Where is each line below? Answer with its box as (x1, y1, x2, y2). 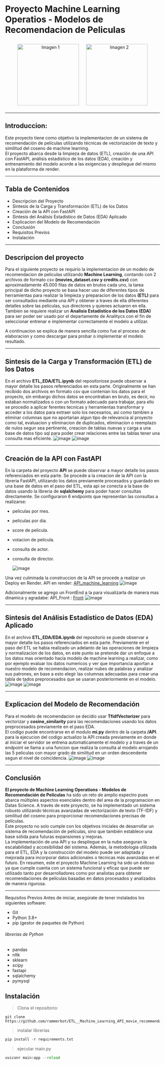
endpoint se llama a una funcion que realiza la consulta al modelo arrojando (5, 744, 158, 750)
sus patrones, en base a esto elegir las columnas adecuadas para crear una (5, 671, 159, 676)
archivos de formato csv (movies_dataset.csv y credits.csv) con (5, 277, 138, 283)
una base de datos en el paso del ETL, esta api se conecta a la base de (5, 483, 149, 489)
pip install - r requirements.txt (5, 1037, 74, 1042)
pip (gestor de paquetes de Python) (12, 920, 84, 926)
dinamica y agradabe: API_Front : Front (5, 595, 84, 600)
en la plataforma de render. (5, 166, 60, 172)
